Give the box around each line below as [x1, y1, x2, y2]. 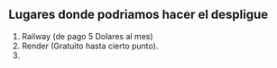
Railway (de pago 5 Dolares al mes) [21, 30, 154, 41]
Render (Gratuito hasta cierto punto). [21, 40, 159, 51]
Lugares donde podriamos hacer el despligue [8, 7, 269, 22]
